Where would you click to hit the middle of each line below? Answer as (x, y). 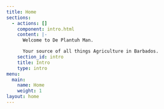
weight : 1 (30, 91)
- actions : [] (29, 23)
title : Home (21, 12)
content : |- (32, 35)
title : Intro (34, 62)
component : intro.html (46, 29)
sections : (19, 18)
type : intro (32, 68)
